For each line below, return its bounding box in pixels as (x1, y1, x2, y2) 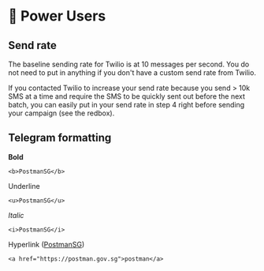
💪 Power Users (8, 7, 106, 25)
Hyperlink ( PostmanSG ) (8, 239, 85, 249)
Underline (8, 181, 41, 190)
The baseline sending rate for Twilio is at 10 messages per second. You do (8, 59, 250, 69)
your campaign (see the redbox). (8, 108, 115, 118)
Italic (8, 210, 24, 220)
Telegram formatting (8, 131, 112, 145)
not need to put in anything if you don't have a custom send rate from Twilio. (8, 68, 256, 77)
